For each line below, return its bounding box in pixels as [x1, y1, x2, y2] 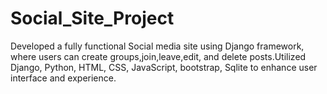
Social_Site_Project [10, 7, 175, 30]
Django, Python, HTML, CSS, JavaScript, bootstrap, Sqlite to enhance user [10, 61, 318, 73]
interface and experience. [10, 72, 117, 84]
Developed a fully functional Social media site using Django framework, [10, 40, 305, 52]
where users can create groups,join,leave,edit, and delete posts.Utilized [10, 50, 307, 62]
